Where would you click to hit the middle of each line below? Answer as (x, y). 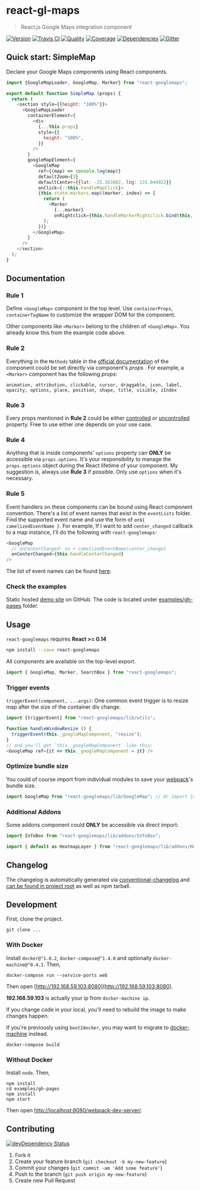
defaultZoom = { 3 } (58, 177)
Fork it (23, 1155)
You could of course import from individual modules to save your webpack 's (100, 779)
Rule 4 (16, 439)
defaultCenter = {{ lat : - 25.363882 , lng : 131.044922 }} (105, 182)
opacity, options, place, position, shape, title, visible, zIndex (92, 390)
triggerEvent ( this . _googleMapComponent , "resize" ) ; (77, 734)
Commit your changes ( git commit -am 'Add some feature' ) (88, 1167)
